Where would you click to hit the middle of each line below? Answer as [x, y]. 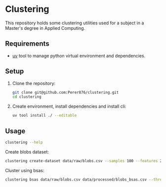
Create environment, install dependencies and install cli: [69, 106]
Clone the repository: [34, 83]
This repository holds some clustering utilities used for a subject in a [75, 23]
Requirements [27, 44]
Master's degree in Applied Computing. [45, 28]
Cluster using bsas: [25, 170]
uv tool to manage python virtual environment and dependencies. [79, 56]
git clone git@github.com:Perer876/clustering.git [65, 92]
